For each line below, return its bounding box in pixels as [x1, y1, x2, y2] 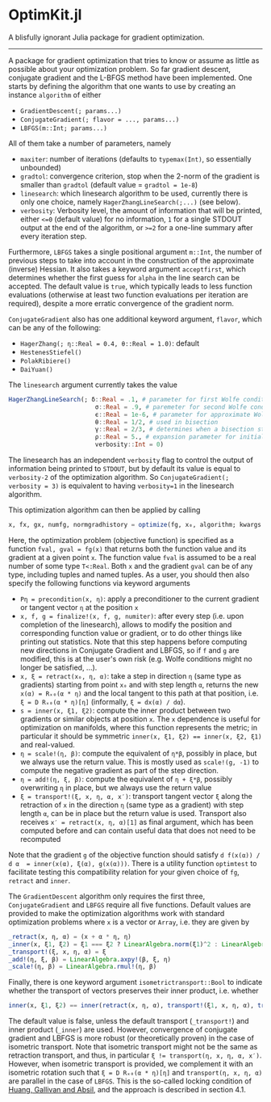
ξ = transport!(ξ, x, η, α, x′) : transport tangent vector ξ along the [19, 791, 252, 801]
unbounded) [19, 162, 62, 172]
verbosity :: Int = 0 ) [94, 440, 164, 449]
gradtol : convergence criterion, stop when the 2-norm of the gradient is [19, 171, 261, 181]
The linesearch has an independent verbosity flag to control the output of [8, 455, 254, 465]
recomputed [19, 834, 61, 843]
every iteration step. [19, 231, 87, 241]
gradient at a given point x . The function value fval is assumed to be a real [8, 552, 256, 562]
